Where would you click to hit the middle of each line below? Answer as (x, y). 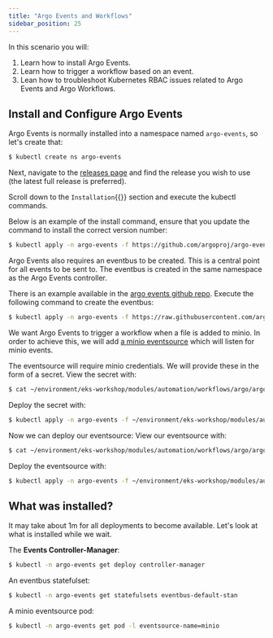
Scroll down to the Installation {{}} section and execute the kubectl (122, 197)
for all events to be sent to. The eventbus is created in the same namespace (135, 269)
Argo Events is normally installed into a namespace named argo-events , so (133, 133)
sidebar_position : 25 (45, 24)
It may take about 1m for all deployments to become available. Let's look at (133, 526)
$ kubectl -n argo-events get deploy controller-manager (107, 565)
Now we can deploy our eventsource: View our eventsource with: (118, 435)
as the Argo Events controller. (58, 278)
